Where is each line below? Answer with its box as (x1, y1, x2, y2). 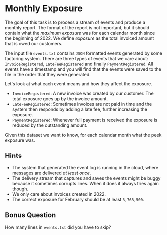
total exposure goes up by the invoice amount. (12, 95, 108, 102)
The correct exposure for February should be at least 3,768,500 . (12, 196, 144, 202)
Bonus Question (5, 211, 56, 219)
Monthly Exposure (5, 3, 83, 14)
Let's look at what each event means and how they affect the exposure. (5, 80, 152, 87)
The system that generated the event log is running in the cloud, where (12, 164, 159, 170)
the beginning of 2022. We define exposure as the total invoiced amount (5, 35, 154, 41)
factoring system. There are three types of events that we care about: (5, 55, 148, 61)
